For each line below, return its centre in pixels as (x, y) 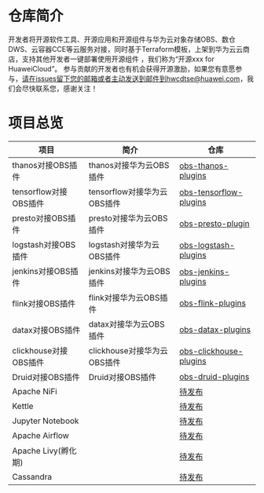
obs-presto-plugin (214, 223)
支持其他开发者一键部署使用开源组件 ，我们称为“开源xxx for (118, 59)
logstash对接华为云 (124, 244)
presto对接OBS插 (44, 218)
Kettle (23, 406)
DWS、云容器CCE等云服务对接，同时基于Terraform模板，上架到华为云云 (126, 49)
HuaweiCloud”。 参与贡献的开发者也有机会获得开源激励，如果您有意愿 (122, 68)
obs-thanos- (204, 166)
